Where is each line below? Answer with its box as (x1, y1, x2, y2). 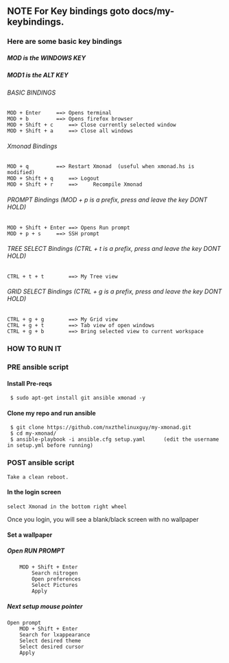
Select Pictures (32, 582, 78, 589)
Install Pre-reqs (7, 379, 53, 387)
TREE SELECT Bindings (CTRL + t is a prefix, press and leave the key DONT (7, 245, 221, 253)
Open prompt (7, 620, 41, 627)
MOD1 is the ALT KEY (7, 71, 69, 80)
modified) (7, 169, 36, 176)
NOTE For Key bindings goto (7, 5, 130, 17)
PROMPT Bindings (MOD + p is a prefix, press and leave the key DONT (7, 195, 208, 204)
